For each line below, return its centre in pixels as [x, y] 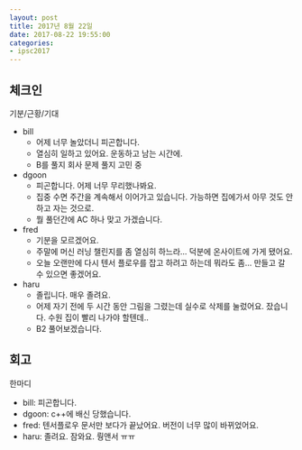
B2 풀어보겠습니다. [69, 328]
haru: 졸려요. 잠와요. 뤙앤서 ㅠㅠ [79, 436]
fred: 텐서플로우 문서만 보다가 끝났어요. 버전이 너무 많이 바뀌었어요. [141, 425]
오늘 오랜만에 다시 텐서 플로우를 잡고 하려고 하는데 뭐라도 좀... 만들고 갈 [160, 262]
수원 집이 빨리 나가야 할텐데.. [98, 317]
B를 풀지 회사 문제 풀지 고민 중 [89, 164]
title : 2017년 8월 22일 [51, 26]
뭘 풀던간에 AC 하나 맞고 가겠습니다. [99, 219]
